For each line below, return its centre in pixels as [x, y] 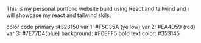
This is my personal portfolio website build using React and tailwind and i [98, 9]
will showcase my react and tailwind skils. [59, 15]
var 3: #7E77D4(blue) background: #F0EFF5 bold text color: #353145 [93, 33]
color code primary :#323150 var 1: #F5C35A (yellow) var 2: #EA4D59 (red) [101, 27]
